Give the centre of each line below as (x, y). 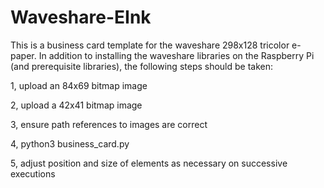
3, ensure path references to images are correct (109, 124)
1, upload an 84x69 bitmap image (79, 85)
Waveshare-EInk (81, 17)
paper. (23, 55)
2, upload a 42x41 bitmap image (76, 105)
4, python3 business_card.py (70, 143)
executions (33, 173)
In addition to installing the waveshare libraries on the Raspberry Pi (176, 55)
